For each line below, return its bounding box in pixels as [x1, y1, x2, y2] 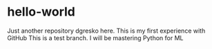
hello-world [7, 4, 76, 20]
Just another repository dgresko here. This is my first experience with [7, 27, 206, 35]
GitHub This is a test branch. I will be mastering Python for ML [7, 33, 184, 42]
